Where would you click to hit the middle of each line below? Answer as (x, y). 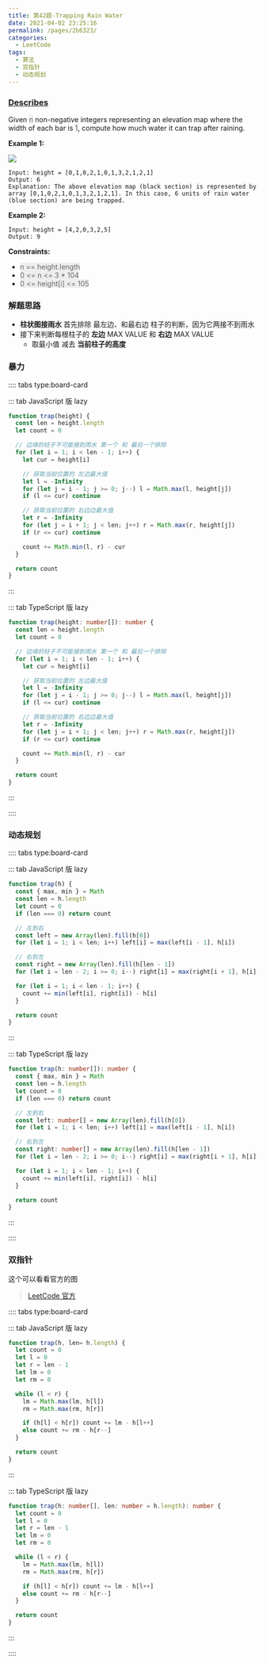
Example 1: (27, 143)
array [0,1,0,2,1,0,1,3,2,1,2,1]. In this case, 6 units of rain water (129, 194)
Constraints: (29, 251)
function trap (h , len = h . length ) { (67, 1343)
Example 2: (27, 215)
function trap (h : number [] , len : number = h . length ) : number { (115, 1506)
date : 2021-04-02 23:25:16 (53, 23)
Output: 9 (25, 236)
